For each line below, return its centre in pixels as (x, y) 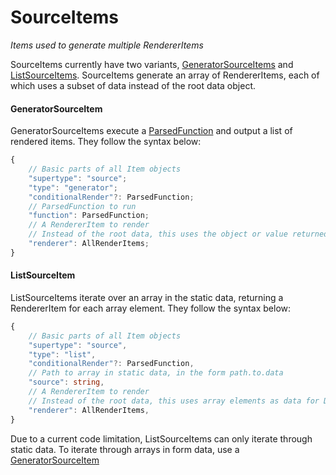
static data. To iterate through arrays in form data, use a (125, 449)
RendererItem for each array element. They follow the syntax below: (151, 308)
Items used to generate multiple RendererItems (107, 45)
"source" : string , (66, 382)
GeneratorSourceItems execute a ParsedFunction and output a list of (151, 131)
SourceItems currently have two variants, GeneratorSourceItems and (152, 64)
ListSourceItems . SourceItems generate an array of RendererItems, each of (165, 75)
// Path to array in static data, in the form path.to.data (156, 373)
